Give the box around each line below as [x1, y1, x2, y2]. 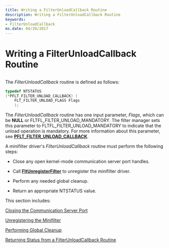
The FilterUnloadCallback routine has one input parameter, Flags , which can [5, 112, 164, 118]
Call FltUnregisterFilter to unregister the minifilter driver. [12, 168, 131, 175]
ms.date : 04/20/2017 [5, 26, 49, 31]
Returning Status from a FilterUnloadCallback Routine [5, 237, 117, 243]
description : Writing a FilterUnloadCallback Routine [5, 12, 121, 17]
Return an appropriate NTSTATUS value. [12, 188, 97, 194]
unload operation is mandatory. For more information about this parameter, [5, 128, 160, 134]
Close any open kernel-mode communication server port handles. [12, 158, 150, 164]
